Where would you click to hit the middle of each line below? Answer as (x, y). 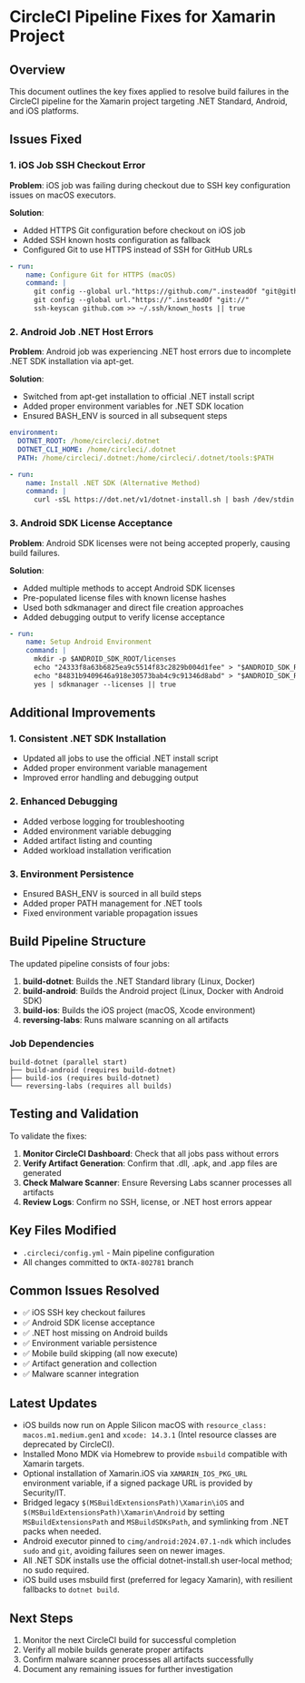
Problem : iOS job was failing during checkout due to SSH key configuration (150, 185)
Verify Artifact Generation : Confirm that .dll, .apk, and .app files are (150, 1163)
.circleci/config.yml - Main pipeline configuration (118, 1252)
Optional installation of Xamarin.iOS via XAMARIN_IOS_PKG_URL (135, 1474)
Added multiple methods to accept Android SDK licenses (129, 588)
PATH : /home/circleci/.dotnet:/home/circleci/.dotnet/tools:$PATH (146, 458)
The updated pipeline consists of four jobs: (90, 963)
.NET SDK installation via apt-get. (72, 361)
